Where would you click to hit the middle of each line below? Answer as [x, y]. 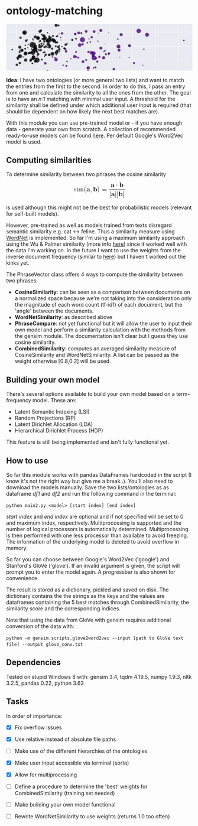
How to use [27, 461]
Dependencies [33, 663]
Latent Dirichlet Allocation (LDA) [54, 424]
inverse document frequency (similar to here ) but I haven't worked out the [96, 257]
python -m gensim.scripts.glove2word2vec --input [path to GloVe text [95, 638]
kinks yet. [18, 263]
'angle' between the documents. [54, 311]
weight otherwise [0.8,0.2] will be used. [63, 361]
